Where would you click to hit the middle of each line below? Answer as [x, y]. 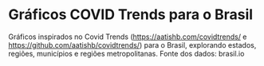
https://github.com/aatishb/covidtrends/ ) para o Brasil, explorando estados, [132, 45]
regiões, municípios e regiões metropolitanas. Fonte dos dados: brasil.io [126, 53]
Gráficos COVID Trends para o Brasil [131, 15]
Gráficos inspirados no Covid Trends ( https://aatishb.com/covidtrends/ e [128, 37]
